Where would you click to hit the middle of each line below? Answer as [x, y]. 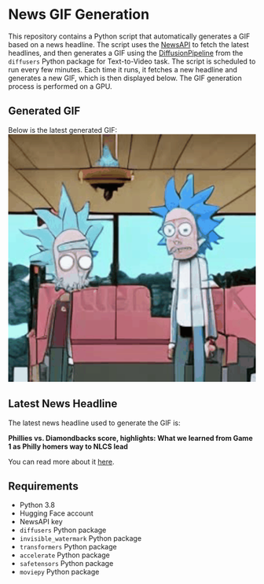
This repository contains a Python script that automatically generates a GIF [129, 36]
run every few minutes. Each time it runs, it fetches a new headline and [123, 69]
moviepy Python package [59, 572]
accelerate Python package [64, 555]
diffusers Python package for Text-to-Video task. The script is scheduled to [132, 61]
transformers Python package [68, 547]
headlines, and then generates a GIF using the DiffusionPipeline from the [126, 53]
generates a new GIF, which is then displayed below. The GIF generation [125, 78]
